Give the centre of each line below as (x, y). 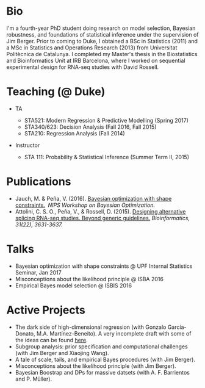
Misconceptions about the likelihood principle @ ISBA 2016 (89, 279)
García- (177, 327)
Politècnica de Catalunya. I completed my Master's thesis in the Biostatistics (102, 54)
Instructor (27, 145)
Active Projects (46, 310)
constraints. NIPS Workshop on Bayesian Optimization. (85, 205)
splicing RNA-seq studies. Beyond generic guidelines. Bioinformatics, (103, 218)
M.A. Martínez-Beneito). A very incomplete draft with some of (114, 333)
